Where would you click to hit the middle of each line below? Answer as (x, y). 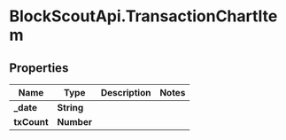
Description (126, 93)
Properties (39, 68)
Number (75, 122)
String (70, 108)
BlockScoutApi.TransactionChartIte (143, 16)
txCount (31, 122)
